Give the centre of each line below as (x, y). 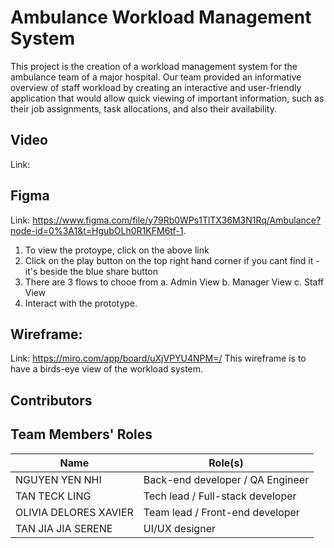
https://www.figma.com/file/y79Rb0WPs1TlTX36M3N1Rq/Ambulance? (177, 220)
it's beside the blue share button (91, 271)
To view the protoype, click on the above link (117, 250)
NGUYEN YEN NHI (58, 479)
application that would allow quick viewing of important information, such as (167, 98)
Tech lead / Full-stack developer (220, 496)
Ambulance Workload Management (161, 17)
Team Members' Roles (81, 434)
